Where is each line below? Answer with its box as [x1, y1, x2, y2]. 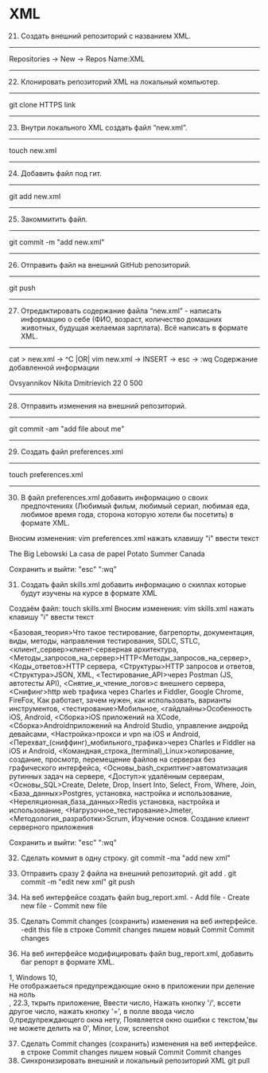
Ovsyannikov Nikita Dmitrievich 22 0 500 [9, 378, 143, 387]
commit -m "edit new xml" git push [20, 877, 135, 887]
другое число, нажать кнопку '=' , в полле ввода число [9, 1006, 195, 1016]
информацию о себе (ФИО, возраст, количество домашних [20, 314, 222, 323]
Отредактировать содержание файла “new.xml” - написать [20, 306, 222, 315]
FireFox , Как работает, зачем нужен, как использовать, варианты [9, 695, 231, 705]
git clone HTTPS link [9, 100, 76, 109]
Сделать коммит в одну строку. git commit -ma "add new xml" [20, 853, 231, 863]
